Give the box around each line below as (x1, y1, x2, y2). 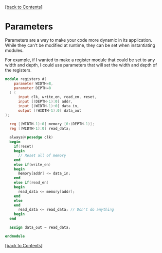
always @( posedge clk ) (9, 135, 54, 140)
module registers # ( (5, 76, 47, 82)
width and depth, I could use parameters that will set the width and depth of (5, 62, 157, 67)
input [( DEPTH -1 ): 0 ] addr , (18, 99, 73, 104)
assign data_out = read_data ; (9, 225, 71, 230)
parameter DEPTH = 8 (14, 85, 51, 90)
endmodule (5, 234, 25, 238)
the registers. (5, 67, 32, 73)
